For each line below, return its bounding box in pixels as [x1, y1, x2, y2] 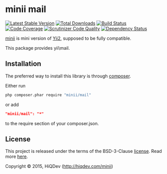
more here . [5, 153, 28, 159]
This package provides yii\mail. [5, 45, 70, 51]
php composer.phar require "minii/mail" [5, 92, 92, 98]
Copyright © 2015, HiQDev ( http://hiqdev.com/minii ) [5, 163, 114, 169]
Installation [5, 59, 41, 68]
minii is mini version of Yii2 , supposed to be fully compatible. [5, 35, 132, 41]
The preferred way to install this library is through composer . [5, 73, 131, 79]
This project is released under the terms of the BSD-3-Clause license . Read [5, 148, 162, 154]
